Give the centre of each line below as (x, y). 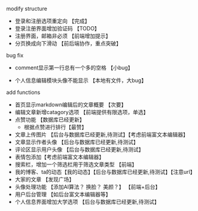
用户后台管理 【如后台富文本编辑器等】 (63, 194)
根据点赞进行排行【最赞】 (55, 127)
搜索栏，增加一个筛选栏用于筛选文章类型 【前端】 (76, 164)
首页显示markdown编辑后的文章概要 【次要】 (71, 105)
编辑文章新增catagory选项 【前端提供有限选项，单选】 (82, 112)
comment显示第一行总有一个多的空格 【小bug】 (74, 68)
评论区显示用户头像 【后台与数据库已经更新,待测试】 (79, 149)
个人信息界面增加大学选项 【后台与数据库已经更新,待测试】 (87, 202)
